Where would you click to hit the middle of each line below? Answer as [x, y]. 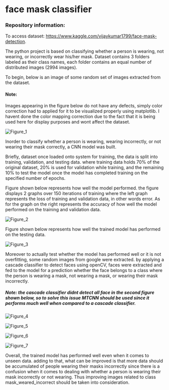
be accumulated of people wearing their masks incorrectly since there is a [82, 366]
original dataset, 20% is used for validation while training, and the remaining [85, 167]
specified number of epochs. [35, 178]
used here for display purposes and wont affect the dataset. [68, 122]
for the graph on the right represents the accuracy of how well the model [81, 204]
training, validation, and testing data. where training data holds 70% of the [82, 162]
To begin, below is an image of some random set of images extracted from [83, 77]
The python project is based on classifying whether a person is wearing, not [85, 51]
